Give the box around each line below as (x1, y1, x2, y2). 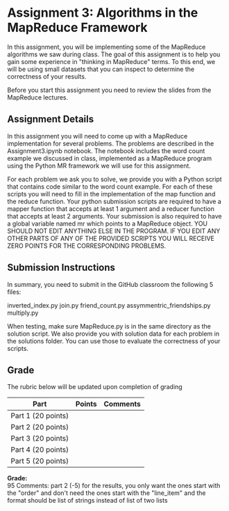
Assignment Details (7, 113, 94, 125)
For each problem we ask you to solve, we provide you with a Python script (7, 175, 222, 183)
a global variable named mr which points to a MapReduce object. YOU (7, 219, 208, 228)
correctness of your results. (7, 72, 87, 81)
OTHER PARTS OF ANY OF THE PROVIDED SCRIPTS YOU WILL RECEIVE (7, 234, 215, 242)
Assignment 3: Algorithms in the (7, 5, 198, 21)
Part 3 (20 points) (10, 434, 69, 443)
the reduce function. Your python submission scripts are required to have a (7, 197, 222, 205)
